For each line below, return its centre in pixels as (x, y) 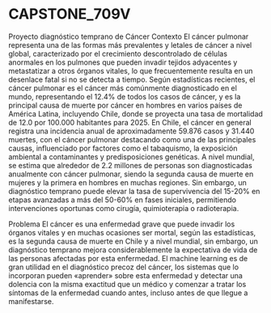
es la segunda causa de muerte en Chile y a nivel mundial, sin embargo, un (133, 241)
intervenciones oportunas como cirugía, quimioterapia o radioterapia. (124, 208)
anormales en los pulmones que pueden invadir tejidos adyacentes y (123, 62)
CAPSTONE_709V (70, 14)
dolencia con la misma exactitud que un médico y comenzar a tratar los (127, 284)
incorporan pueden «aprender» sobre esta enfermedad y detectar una (125, 275)
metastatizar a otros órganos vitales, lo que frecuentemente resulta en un (131, 70)
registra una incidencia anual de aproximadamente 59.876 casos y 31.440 (131, 131)
